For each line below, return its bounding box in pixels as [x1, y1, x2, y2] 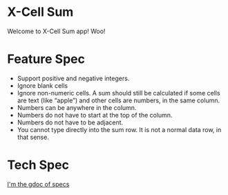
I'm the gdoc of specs [7, 180, 70, 188]
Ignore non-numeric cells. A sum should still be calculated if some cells [17, 89, 220, 97]
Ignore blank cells [17, 81, 68, 90]
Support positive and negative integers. [17, 74, 130, 82]
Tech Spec [7, 157, 69, 173]
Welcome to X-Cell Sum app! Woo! [7, 27, 106, 35]
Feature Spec [7, 51, 85, 67]
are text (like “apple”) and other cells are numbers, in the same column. [17, 96, 220, 104]
